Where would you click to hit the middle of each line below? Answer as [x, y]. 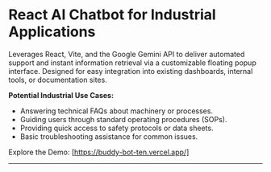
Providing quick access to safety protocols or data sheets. [117, 128]
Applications [52, 32]
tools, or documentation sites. [58, 80]
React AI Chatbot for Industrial [112, 15]
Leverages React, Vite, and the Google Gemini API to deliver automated [127, 54]
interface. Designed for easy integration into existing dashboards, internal [131, 71]
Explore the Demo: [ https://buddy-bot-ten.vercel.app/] [99, 152]
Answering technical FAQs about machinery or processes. [117, 111]
